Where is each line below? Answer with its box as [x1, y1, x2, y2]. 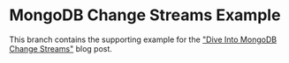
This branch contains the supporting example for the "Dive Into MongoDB [9, 34, 277, 45]
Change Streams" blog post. [9, 43, 113, 53]
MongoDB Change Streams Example [9, 5, 281, 25]
